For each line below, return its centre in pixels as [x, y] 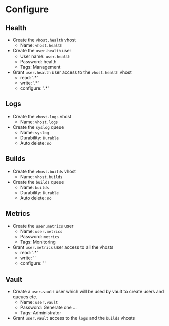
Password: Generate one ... [48, 308]
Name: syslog [34, 132]
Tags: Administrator [41, 313]
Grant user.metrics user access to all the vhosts [63, 247]
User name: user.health [45, 56]
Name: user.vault [39, 302]
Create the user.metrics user [43, 226]
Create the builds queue [38, 182]
